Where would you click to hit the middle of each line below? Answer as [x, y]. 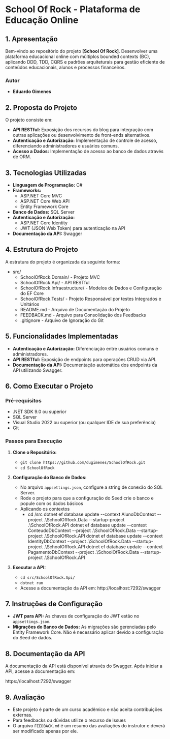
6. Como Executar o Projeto [49, 386]
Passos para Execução [34, 441]
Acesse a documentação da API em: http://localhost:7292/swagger [90, 588]
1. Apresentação [31, 39]
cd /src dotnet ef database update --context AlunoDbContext [92, 514]
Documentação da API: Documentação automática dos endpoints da [85, 365]
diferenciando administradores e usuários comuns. [66, 146]
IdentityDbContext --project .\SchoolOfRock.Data [79, 541]
